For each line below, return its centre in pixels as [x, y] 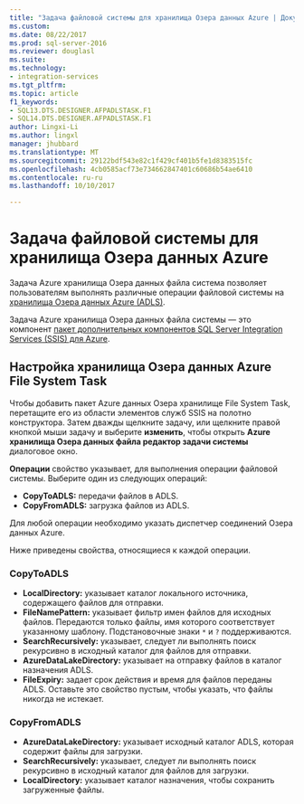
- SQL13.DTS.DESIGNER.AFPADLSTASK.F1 [81, 110]
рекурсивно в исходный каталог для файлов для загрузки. [136, 771]
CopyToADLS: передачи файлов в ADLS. [100, 496]
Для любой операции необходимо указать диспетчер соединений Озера [152, 523]
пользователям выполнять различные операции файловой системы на [147, 293]
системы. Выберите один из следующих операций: [109, 478]
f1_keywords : [34, 102]
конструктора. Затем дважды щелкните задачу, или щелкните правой [145, 422]
